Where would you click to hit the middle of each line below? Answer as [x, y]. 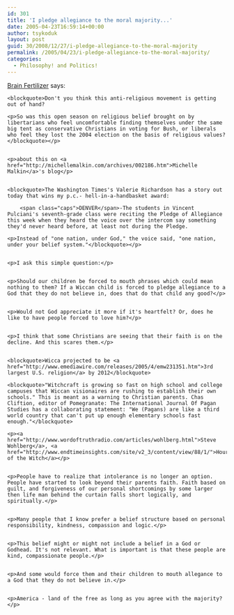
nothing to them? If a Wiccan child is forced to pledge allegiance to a [117, 287]
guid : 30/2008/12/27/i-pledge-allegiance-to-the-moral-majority [102, 46]
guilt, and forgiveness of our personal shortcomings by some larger [110, 489]
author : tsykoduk [32, 33]
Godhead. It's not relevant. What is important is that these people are [117, 549]
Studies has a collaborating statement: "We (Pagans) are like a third [113, 409]
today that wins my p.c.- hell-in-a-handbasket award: [88, 196]
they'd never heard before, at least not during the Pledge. [98, 226]
